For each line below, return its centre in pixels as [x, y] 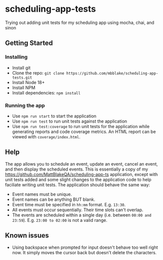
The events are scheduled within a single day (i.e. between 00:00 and [82, 215]
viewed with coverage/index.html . [46, 137]
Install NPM [24, 87]
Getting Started [29, 43]
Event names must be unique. [42, 194]
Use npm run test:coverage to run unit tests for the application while [81, 126]
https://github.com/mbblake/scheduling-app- [112, 73]
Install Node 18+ [28, 82]
